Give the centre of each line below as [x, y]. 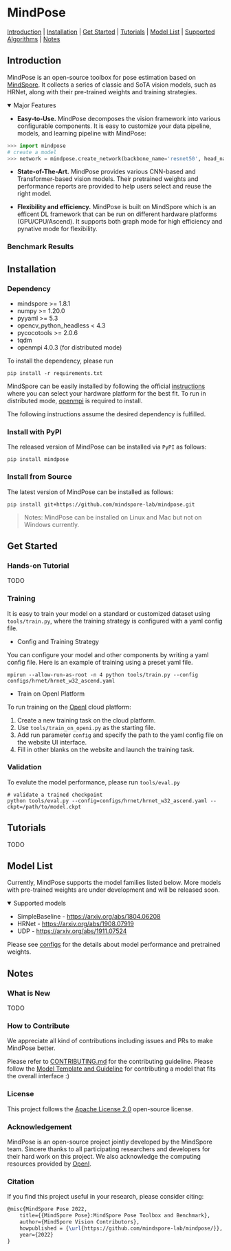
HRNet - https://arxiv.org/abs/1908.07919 [75, 924]
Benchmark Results [41, 247]
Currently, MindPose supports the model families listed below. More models [114, 883]
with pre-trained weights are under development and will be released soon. [113, 890]
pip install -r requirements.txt [55, 373]
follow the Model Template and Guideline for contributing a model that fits [112, 1069]
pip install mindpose [38, 460]
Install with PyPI [34, 431]
